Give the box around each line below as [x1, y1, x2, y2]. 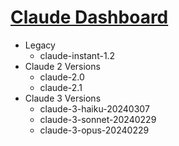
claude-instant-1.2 [39, 49, 116, 61]
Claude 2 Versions [24, 60, 101, 72]
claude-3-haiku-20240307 [39, 102, 150, 115]
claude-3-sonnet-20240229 [39, 113, 157, 125]
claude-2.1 [39, 81, 83, 93]
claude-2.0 [39, 71, 85, 83]
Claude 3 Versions [24, 92, 102, 104]
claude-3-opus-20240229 [39, 124, 150, 136]
